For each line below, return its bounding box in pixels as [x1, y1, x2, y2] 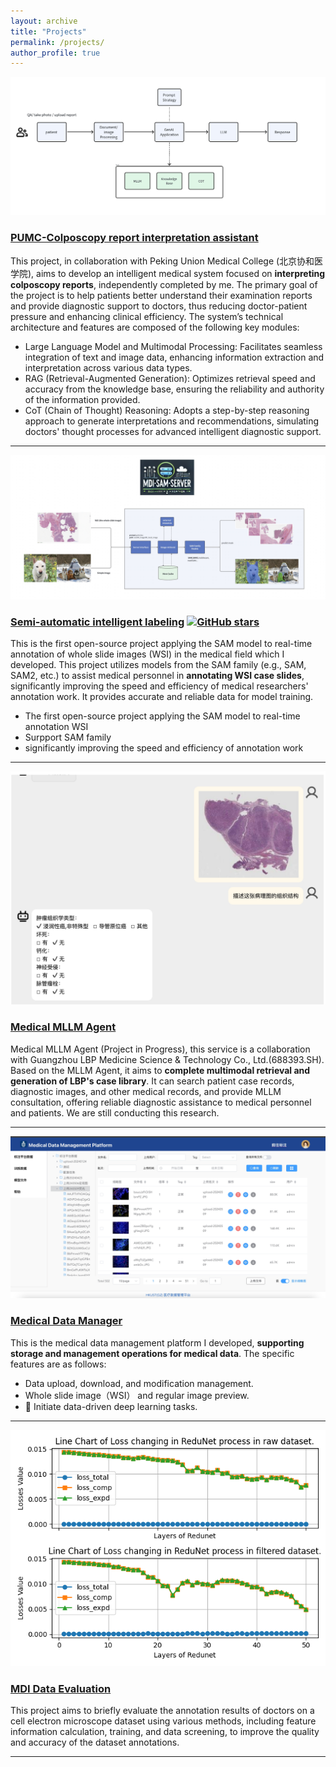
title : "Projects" [10, 26, 87, 37]
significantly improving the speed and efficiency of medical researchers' [10, 680, 309, 692]
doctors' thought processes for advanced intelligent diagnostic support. [24, 425, 322, 437]
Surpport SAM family [24, 731, 112, 744]
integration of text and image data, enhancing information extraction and [24, 351, 325, 363]
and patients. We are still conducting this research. [10, 1106, 220, 1119]
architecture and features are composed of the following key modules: [10, 321, 300, 333]
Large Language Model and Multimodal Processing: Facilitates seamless [24, 340, 323, 352]
